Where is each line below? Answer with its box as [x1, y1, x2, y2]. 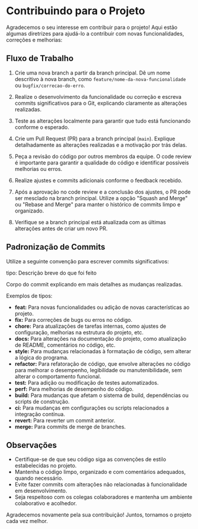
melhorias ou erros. [14, 165, 63, 172]
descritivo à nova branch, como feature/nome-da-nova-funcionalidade [14, 75, 186, 82]
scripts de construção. [14, 398, 70, 405]
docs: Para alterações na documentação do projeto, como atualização [14, 335, 187, 342]
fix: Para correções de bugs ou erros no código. [14, 316, 133, 323]
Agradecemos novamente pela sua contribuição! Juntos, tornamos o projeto [6, 511, 192, 518]
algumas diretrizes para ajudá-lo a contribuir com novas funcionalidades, [6, 30, 184, 37]
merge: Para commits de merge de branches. [14, 423, 126, 430]
